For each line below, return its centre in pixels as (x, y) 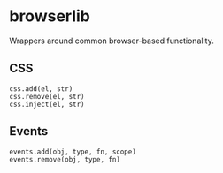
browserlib (50, 16)
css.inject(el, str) (47, 104)
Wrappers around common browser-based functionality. (111, 41)
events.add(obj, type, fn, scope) (73, 152)
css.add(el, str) (41, 89)
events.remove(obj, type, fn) (65, 159)
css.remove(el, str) (47, 96)
